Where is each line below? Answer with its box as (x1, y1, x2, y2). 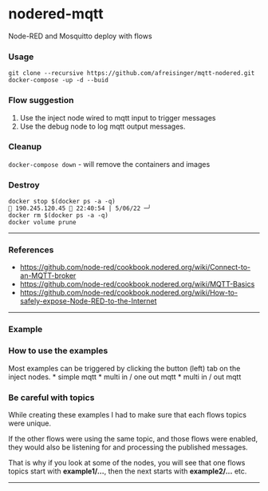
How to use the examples (8, 345, 108, 356)
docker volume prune (8, 219, 77, 227)
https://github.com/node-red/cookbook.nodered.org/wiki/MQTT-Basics (19, 279, 255, 289)
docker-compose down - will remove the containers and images (8, 159, 211, 168)
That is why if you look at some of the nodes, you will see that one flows (8, 457, 246, 467)
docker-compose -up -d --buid (8, 77, 109, 85)
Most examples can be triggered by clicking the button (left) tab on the (8, 363, 241, 373)
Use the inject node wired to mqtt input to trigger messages (19, 113, 216, 122)
